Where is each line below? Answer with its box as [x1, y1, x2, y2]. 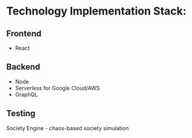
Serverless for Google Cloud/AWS [15, 84, 100, 91]
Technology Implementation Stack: [6, 4, 187, 18]
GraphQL [15, 91, 38, 98]
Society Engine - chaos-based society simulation [6, 124, 129, 131]
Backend [6, 62, 41, 72]
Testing [6, 108, 36, 119]
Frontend [6, 28, 42, 39]
